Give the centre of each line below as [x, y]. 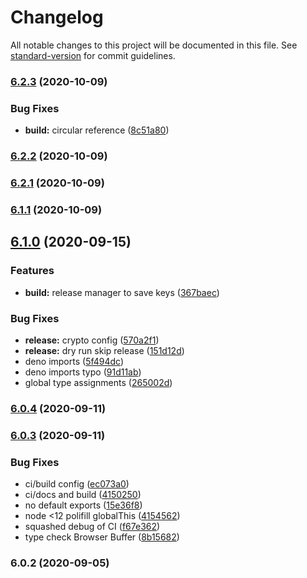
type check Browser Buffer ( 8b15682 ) [102, 537]
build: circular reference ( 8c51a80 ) [97, 130]
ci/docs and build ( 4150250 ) [83, 495]
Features [32, 271]
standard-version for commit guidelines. [93, 55]
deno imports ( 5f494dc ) [74, 361]
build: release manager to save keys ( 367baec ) [122, 292]
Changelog [57, 17]
